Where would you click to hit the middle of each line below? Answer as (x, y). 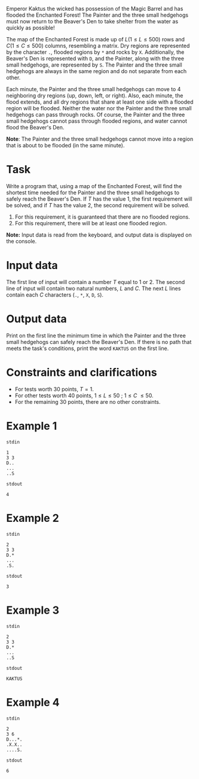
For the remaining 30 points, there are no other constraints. (88, 401)
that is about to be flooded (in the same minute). (65, 145)
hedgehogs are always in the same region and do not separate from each (97, 71)
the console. (22, 241)
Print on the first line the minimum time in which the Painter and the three (96, 336)
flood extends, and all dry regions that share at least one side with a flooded (100, 102)
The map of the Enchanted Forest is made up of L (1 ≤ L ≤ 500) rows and (96, 39)
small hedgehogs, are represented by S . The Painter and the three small (94, 65)
